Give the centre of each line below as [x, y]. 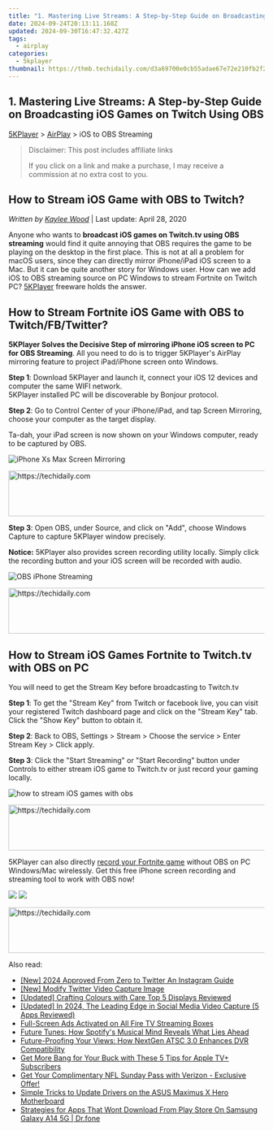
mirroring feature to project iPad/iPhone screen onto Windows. [113, 362]
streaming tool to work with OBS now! [71, 879]
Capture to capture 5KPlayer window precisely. [87, 536]
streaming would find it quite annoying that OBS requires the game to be [130, 244]
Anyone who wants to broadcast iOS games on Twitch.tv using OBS [124, 235]
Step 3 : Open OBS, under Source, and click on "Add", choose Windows [128, 528]
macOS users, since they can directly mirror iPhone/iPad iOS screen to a [130, 261]
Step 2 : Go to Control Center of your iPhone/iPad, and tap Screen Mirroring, [135, 410]
